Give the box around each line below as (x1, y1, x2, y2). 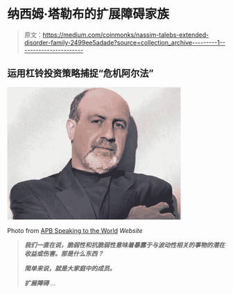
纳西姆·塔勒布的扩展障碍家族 (7, 6, 170, 22)
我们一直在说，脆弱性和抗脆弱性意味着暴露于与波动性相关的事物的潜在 (24, 241, 225, 249)
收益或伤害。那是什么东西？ (24, 249, 104, 257)
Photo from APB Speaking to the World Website (7, 226, 144, 234)
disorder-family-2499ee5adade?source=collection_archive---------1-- (24, 38, 225, 46)
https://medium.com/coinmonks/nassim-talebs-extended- (42, 31, 209, 39)
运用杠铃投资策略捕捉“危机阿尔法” (7, 67, 154, 80)
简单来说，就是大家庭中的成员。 (24, 264, 116, 273)
